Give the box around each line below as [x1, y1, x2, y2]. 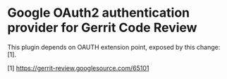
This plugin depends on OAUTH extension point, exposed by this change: [7, 43, 221, 51]
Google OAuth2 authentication [7, 5, 190, 21]
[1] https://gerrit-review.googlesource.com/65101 [7, 64, 149, 72]
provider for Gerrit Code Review [7, 20, 197, 36]
